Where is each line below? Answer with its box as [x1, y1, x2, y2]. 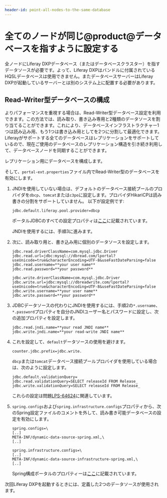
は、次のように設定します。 [12, 364, 69, 370]
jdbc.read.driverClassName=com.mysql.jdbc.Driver [12, 249, 118, 254]
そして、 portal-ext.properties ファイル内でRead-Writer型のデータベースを [5, 169, 160, 175]
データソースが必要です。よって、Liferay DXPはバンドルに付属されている [5, 67, 155, 73]
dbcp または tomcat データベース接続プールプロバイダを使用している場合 [12, 358, 157, 364]
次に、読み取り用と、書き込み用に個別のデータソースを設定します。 [12, 239, 152, 245]
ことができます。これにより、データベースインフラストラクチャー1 [22, 122, 159, 129]
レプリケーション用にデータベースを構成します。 [5, 158, 105, 164]
